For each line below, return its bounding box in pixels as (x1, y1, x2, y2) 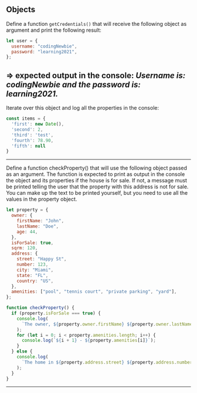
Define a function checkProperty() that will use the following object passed (6, 164, 188, 172)
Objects (6, 5, 36, 15)
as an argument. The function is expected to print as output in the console (6, 171, 185, 178)
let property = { (6, 207, 49, 213)
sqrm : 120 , (11, 245, 38, 251)
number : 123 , (16, 262, 49, 267)
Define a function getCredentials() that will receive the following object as (6, 20, 187, 27)
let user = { (6, 38, 38, 43)
